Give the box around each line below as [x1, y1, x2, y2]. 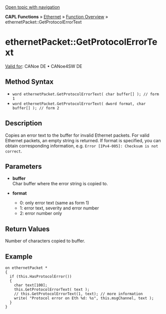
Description [5, 119, 42, 128]
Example [5, 252, 33, 261]
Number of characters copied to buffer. [5, 238, 85, 244]
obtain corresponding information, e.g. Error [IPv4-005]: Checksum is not [5, 143, 159, 149]
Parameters [5, 162, 42, 170]
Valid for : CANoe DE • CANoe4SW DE [5, 63, 83, 69]
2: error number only [19, 210, 62, 216]
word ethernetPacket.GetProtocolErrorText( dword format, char [12, 101, 146, 106]
